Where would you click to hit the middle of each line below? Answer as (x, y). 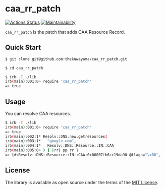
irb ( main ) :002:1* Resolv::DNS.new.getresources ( (56, 136)
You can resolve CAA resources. (38, 113)
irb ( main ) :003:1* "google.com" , (41, 141)
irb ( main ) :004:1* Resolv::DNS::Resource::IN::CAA (59, 146)
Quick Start (23, 48)
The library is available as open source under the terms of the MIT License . (82, 182)
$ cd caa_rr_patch (24, 68)
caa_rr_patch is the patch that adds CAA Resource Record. (65, 32)
